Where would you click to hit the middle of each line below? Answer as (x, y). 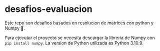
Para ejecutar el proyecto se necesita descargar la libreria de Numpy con (80, 38)
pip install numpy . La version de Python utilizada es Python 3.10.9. (74, 43)
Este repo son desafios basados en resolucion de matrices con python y (79, 23)
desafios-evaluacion (49, 9)
